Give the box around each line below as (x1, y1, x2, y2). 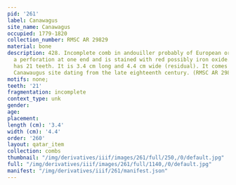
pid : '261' (7, 10, 39, 18)
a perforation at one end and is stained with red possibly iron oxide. (13, 56, 231, 63)
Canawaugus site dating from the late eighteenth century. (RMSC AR (13, 69, 218, 76)
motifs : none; (7, 75, 49, 83)
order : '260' (7, 134, 46, 141)
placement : (7, 115, 39, 122)
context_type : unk (7, 96, 61, 103)
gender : (7, 102, 30, 109)
